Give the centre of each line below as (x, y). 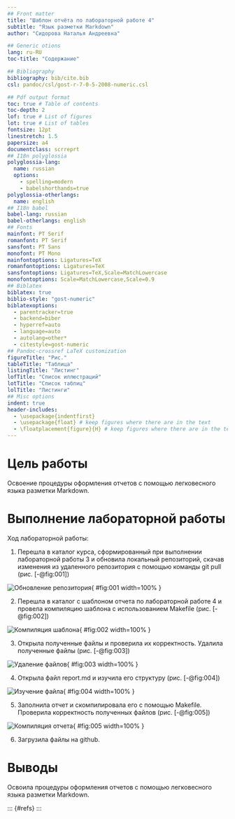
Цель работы (48, 464)
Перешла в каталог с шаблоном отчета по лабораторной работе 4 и (120, 601)
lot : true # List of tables (48, 123)
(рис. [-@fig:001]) (43, 574)
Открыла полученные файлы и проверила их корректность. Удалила (120, 643)
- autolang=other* (41, 338)
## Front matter (31, 14)
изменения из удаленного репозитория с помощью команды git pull (119, 566)
